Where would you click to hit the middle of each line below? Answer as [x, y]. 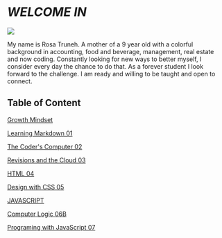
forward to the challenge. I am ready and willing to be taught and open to [111, 74]
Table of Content [44, 103]
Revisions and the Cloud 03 [46, 160]
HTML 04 [21, 173]
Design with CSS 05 [36, 187]
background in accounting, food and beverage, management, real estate [111, 51]
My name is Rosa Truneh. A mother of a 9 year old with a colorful [100, 44]
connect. [20, 81]
